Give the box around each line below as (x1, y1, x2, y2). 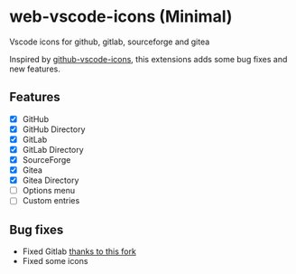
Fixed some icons (22, 256, 88, 267)
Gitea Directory (22, 175, 79, 186)
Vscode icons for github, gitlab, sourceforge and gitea (9, 36, 210, 47)
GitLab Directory (22, 144, 84, 155)
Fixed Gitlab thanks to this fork (22, 246, 137, 257)
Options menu (22, 185, 75, 196)
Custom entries (22, 195, 80, 206)
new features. (9, 63, 60, 74)
